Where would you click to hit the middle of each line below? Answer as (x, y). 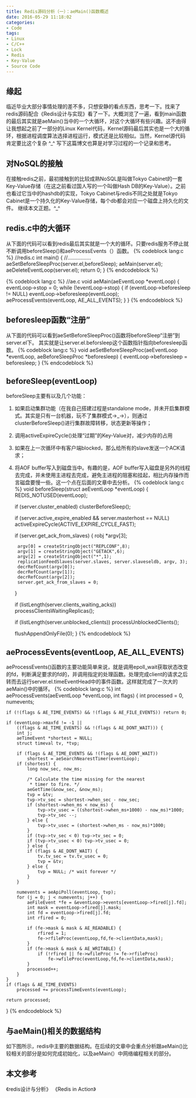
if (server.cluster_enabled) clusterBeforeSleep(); (73, 507)
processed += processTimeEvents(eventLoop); (72, 990)
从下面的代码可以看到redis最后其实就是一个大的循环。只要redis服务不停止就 (97, 244)
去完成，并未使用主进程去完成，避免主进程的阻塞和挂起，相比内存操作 (99, 475)
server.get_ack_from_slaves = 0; (58, 582)
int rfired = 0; (47, 918)
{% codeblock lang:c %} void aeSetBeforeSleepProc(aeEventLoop (97, 350)
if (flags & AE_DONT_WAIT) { (63, 852)
